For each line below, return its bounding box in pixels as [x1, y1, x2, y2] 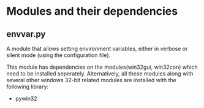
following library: [6, 83, 49, 90]
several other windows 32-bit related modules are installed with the [6, 77, 176, 83]
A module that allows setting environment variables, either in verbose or [6, 45, 188, 52]
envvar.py [6, 29, 46, 39]
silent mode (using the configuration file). [6, 52, 111, 59]
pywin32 [15, 95, 38, 102]
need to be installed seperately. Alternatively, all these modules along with [6, 70, 194, 77]
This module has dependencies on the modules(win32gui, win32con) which [6, 63, 198, 71]
